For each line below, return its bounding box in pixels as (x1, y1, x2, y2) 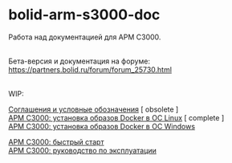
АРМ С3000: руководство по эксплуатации (8, 145, 157, 155)
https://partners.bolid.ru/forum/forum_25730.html (8, 64, 173, 74)
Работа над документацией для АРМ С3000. (8, 32, 161, 42)
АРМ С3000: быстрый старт (8, 137, 104, 146)
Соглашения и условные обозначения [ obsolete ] (8, 104, 179, 114)
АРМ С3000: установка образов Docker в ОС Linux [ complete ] (8, 112, 225, 122)
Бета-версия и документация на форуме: (8, 56, 151, 66)
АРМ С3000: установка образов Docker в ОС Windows (8, 121, 195, 131)
